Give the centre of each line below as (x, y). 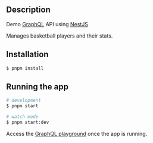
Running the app (37, 87)
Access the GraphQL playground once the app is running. (77, 133)
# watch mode (22, 117)
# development (24, 101)
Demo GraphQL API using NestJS (47, 24)
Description (28, 10)
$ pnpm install (25, 68)
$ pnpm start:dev (28, 122)
